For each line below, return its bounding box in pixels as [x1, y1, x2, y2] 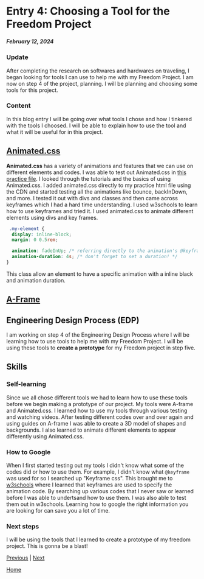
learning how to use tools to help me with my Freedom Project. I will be [6, 338, 183, 345]
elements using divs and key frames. [6, 214, 98, 221]
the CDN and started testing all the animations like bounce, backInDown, [6, 188, 188, 195]
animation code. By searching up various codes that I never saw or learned [6, 488, 194, 495]
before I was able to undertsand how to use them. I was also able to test [6, 494, 186, 502]
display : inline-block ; [12, 231, 72, 237]
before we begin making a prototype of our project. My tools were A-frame [6, 400, 194, 407]
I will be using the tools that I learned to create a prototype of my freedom [6, 536, 191, 543]
